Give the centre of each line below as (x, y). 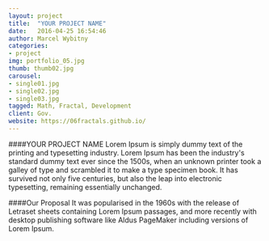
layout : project (36, 16)
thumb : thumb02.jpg (41, 69)
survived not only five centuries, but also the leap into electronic (115, 178)
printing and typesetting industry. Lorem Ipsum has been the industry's (126, 152)
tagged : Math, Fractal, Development (70, 106)
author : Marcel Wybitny (48, 38)
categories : (28, 46)
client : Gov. (30, 114)
